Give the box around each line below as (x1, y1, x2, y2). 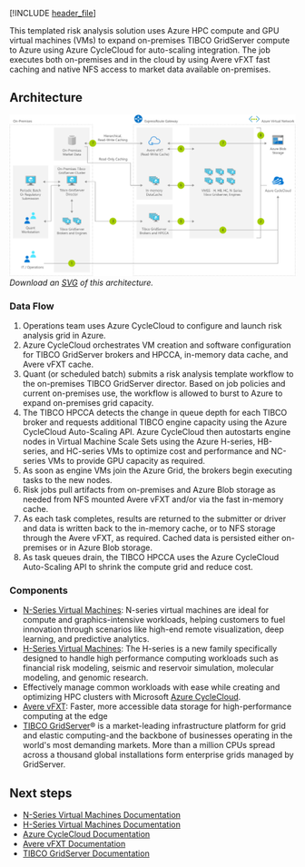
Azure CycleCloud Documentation (22, 829, 151, 840)
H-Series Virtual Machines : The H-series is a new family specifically (22, 644, 278, 655)
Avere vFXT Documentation (22, 839, 126, 850)
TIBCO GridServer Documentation (22, 848, 150, 859)
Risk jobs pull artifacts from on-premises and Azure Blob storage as (22, 485, 276, 496)
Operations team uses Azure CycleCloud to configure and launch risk (22, 320, 282, 331)
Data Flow (9, 300, 54, 312)
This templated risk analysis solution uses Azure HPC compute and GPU (9, 25, 280, 35)
